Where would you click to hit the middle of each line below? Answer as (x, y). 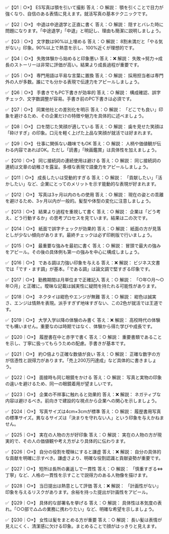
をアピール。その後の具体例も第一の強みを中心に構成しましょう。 (74, 252)
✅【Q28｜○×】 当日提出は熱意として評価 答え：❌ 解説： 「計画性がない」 (83, 486)
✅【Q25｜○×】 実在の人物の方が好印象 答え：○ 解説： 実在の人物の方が (81, 435)
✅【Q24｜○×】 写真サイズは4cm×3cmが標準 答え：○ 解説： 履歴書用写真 (83, 411)
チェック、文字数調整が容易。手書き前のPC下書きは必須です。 (70, 99)
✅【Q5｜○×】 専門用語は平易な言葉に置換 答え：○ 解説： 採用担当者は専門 (84, 75)
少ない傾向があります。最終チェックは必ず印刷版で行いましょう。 (87, 235)
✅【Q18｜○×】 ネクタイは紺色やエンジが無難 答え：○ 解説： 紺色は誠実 (81, 297)
